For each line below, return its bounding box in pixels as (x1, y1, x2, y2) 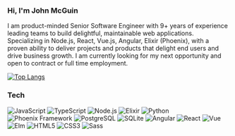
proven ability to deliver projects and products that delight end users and (7, 44, 219, 53)
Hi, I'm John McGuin (7, 6, 79, 16)
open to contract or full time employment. (7, 59, 128, 68)
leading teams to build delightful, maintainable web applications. (7, 29, 194, 37)
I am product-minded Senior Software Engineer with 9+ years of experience (7, 22, 228, 30)
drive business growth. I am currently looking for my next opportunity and (7, 51, 222, 60)
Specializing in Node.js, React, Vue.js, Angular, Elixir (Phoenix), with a (7, 37, 210, 45)
